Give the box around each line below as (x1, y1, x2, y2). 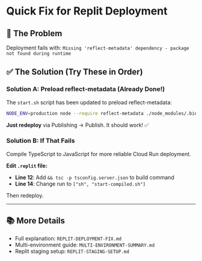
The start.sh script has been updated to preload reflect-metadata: (6, 98, 173, 106)
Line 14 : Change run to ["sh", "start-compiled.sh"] (14, 180, 146, 187)
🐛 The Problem (6, 28, 63, 39)
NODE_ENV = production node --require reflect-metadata (6, 110, 144, 116)
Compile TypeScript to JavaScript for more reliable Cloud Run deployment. (6, 150, 191, 157)
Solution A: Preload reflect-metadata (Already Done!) (6, 85, 165, 93)
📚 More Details (6, 216, 65, 226)
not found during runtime (6, 51, 71, 57)
